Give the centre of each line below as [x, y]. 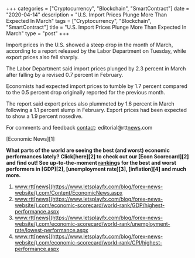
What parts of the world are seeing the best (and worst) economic [88, 150]
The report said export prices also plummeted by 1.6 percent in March [90, 104]
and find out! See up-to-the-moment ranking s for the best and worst [91, 163]
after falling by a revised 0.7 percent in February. [65, 75]
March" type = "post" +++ [38, 33]
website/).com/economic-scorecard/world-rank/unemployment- [92, 224]
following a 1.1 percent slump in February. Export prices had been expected [97, 110]
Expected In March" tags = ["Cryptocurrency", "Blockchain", [79, 21]
